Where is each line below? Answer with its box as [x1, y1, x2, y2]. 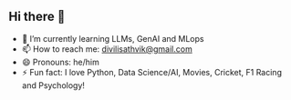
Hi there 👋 [8, 9, 66, 25]
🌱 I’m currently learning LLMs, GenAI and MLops [21, 33, 204, 44]
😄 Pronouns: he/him [21, 56, 99, 67]
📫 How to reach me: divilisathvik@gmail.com [21, 43, 192, 55]
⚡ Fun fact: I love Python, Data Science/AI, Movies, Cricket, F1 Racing [21, 66, 282, 77]
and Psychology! [21, 79, 86, 91]
